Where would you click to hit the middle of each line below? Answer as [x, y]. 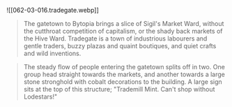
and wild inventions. [52, 53]
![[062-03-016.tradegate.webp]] [53, 10]
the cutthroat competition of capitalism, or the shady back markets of [123, 31]
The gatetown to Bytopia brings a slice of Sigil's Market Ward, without [124, 23]
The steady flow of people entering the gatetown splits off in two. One [124, 67]
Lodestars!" [40, 97]
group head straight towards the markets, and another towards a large [124, 74]
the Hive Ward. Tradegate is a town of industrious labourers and [115, 38]
